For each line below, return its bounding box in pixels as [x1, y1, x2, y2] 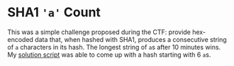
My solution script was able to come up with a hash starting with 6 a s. [7, 50, 211, 59]
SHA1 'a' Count [7, 4, 101, 21]
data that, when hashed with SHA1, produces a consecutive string [35, 35, 227, 43]
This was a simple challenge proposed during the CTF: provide [7, 28, 191, 36]
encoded [7, 35, 34, 43]
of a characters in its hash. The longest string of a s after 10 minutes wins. [7, 43, 221, 51]
